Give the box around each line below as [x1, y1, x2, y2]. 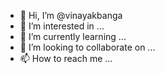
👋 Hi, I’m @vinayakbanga [19, 10, 123, 21]
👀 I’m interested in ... [19, 20, 105, 32]
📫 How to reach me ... [19, 53, 113, 64]
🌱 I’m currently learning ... [19, 31, 127, 42]
